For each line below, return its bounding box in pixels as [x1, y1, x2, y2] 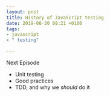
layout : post [6, 8, 39, 15]
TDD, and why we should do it [15, 84, 90, 91]
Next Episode [6, 59, 40, 66]
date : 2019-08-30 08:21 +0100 [6, 20, 83, 26]
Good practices [15, 77, 54, 84]
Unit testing [15, 71, 44, 78]
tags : [6, 25, 20, 32]
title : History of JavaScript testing [6, 15, 104, 21]
